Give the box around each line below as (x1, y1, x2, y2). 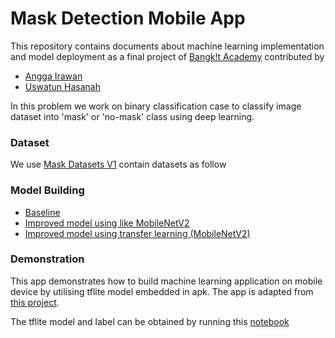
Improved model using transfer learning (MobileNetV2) (24, 227, 251, 239)
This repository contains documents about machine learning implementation (10, 40, 325, 52)
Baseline (24, 206, 61, 218)
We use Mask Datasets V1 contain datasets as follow (10, 158, 227, 171)
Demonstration (10, 252, 85, 266)
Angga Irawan (24, 70, 83, 82)
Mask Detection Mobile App (10, 7, 246, 30)
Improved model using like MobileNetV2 (24, 217, 190, 229)
